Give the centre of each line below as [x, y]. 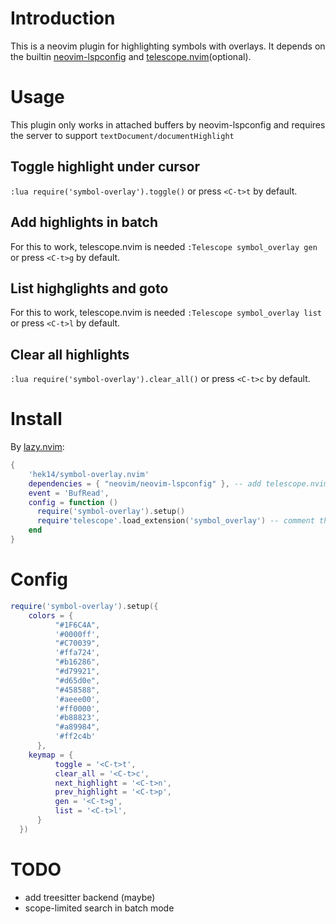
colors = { [51, 615]
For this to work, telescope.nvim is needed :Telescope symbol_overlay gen [164, 246]
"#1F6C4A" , [77, 625]
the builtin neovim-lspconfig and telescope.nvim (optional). [131, 56]
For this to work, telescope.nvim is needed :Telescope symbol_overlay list [166, 313]
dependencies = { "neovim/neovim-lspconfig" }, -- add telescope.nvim [178, 483]
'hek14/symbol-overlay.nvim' [89, 474]
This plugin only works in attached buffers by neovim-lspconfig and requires [168, 124]
